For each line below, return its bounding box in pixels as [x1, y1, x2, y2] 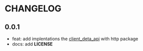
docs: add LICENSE [12, 41, 53, 47]
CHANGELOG [5, 3, 61, 14]
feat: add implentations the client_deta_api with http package [12, 36, 138, 42]
